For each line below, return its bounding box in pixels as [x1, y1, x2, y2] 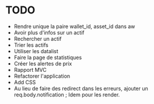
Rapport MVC [13, 66, 47, 73]
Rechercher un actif [13, 35, 62, 42]
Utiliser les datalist [13, 47, 59, 54]
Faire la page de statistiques [13, 54, 82, 61]
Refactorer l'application [13, 72, 71, 79]
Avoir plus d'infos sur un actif [13, 29, 85, 36]
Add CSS [13, 78, 36, 85]
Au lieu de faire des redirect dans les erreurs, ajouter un [13, 85, 148, 92]
